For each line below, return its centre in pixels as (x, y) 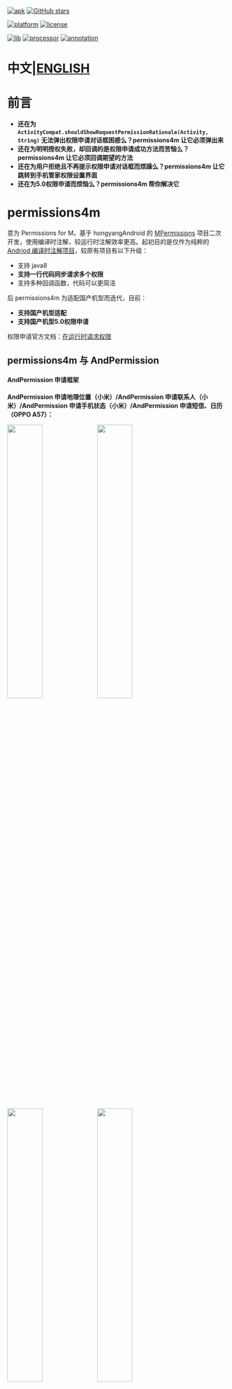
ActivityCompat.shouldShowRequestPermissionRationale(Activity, (113, 133)
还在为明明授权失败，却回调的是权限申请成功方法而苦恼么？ (103, 149)
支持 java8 (32, 266)
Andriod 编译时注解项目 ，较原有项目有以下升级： (78, 251)
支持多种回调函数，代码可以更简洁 (66, 283)
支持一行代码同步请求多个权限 (60, 274)
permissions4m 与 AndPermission (83, 361)
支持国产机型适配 (42, 313)
